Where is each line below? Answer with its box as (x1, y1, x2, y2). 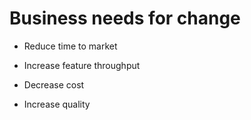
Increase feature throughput (23, 59, 141, 71)
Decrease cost (23, 78, 85, 91)
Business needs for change (9, 7, 241, 30)
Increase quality (23, 98, 91, 110)
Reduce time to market (23, 40, 118, 52)
